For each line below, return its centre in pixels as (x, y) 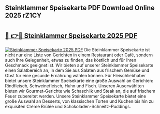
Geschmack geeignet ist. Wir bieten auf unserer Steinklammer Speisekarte (79, 65)
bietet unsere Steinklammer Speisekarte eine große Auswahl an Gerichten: (79, 81)
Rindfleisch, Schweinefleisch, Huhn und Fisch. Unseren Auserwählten (74, 86)
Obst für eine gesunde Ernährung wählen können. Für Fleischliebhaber (75, 75)
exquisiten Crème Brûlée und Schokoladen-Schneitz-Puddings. (68, 106)
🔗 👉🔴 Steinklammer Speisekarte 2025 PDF (71, 36)
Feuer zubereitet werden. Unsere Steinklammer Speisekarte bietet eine (76, 96)
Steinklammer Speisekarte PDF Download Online (80, 8)
